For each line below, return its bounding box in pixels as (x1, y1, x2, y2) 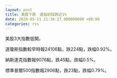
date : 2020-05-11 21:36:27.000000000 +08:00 (5, 16, 100, 21)
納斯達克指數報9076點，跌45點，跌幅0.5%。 (5, 57, 98, 63)
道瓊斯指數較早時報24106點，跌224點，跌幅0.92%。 (5, 46, 114, 52)
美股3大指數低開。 (5, 35, 44, 41)
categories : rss (5, 21, 39, 26)
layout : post (5, 7, 33, 12)
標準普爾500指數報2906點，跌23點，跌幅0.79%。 (5, 67, 109, 73)
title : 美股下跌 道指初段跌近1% (5, 12, 67, 17)
